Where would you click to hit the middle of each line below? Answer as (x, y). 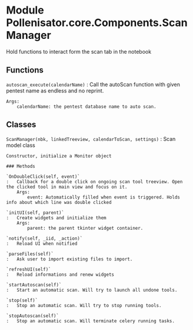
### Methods (21, 166)
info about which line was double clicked (59, 202)
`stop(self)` (22, 300)
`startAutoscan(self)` (34, 285)
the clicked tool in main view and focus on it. (67, 187)
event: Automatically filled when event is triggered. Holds (104, 197)
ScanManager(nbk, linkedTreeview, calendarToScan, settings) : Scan (91, 138)
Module (25, 10)
